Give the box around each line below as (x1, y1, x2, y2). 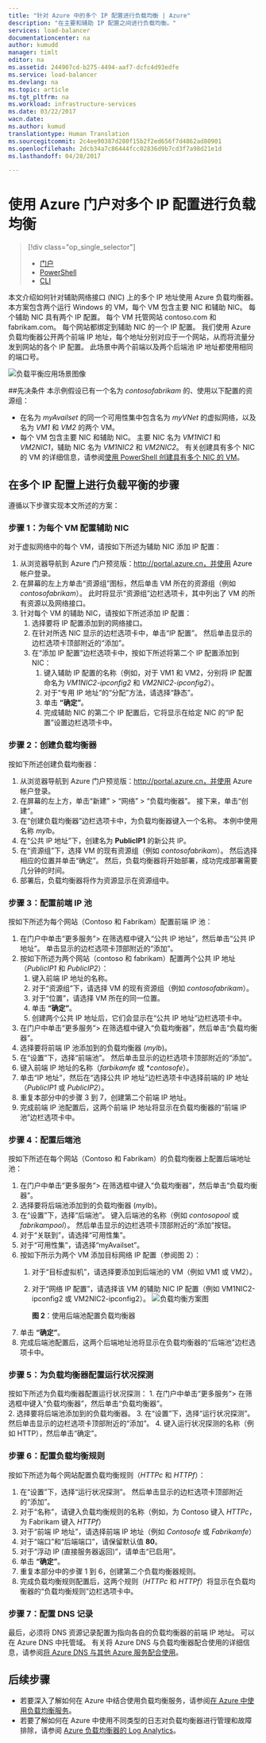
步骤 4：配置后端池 (8, 1134, 81, 1145)
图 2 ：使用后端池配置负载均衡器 (31, 1311, 136, 1320)
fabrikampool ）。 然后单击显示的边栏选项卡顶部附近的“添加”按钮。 (19, 1221, 236, 1230)
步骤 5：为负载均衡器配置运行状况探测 (8, 1369, 154, 1381)
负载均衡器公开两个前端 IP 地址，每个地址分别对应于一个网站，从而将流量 (8, 332, 249, 342)
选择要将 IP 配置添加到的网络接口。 (31, 618, 147, 628)
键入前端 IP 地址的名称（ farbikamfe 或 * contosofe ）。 (19, 1063, 194, 1072)
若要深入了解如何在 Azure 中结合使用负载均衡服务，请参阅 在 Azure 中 (19, 1695, 248, 1705)
